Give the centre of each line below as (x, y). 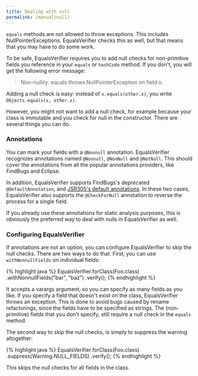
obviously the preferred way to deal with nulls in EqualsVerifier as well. (92, 219)
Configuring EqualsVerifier (45, 234)
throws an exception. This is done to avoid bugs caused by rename (88, 302)
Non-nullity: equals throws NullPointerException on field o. (92, 82)
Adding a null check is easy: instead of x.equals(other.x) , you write (89, 94)
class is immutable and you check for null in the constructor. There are (92, 118)
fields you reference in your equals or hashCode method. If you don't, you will (99, 64)
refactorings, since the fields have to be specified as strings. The (85, 308)
